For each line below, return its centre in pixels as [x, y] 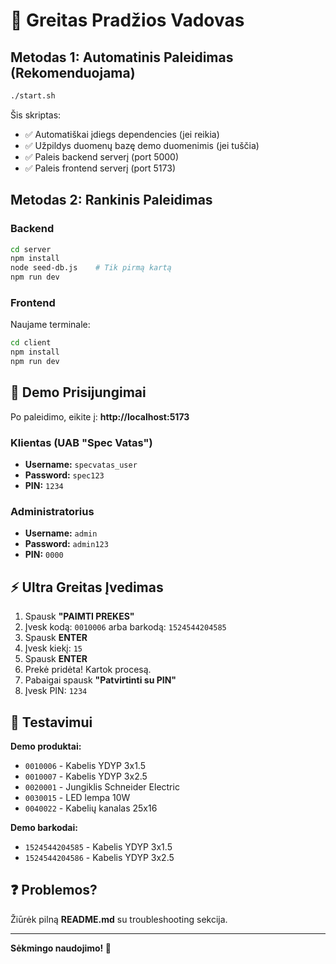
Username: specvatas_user [81, 465]
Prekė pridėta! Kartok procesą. [88, 670]
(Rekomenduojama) [73, 72]
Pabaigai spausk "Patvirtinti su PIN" [100, 680]
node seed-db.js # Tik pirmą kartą [91, 268]
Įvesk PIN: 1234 [56, 691]
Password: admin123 [66, 544]
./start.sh [33, 96]
